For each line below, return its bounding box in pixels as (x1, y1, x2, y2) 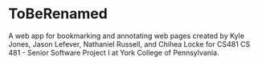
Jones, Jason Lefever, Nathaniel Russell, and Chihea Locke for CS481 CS (8, 39, 251, 48)
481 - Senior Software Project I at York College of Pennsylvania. (8, 48, 219, 57)
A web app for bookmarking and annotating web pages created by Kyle (8, 31, 245, 40)
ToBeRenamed (8, 5, 109, 23)
